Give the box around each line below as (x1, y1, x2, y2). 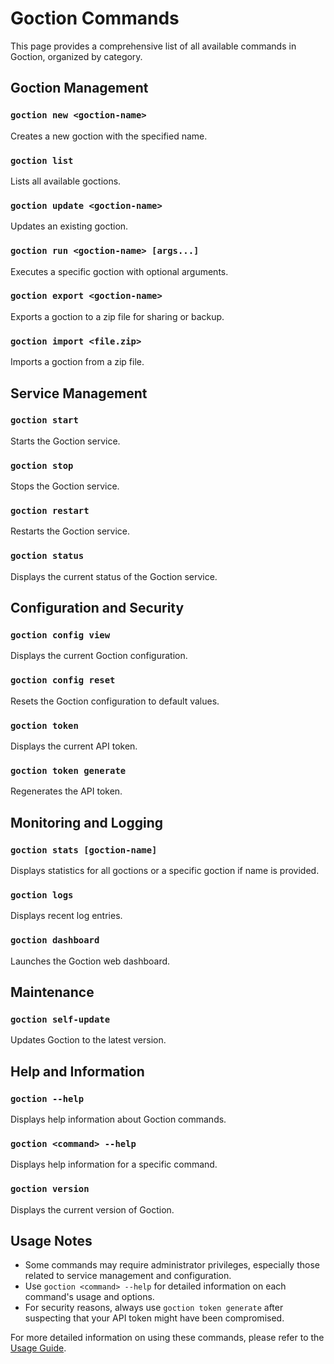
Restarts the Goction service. (10, 525, 130, 537)
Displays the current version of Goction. (10, 1203, 175, 1216)
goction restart (10, 505, 90, 517)
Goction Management (10, 80, 149, 97)
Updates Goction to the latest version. (10, 1034, 167, 1046)
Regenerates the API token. (10, 785, 123, 797)
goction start (10, 415, 79, 426)
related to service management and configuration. (24, 1270, 232, 1282)
